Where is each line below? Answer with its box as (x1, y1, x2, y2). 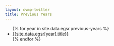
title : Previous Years (5, 12, 52, 17)
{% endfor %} (12, 36, 41, 42)
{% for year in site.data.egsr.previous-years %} (12, 25, 109, 31)
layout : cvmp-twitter (5, 7, 50, 12)
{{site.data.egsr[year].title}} (12, 31, 69, 37)
